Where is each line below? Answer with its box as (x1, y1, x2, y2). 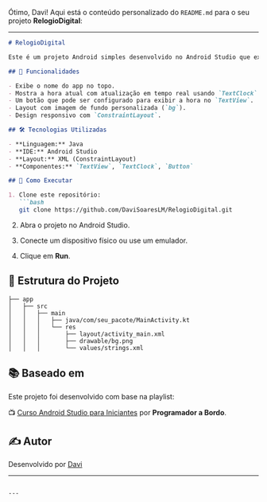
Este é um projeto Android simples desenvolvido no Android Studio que (8, 53, 250, 61)
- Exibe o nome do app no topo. (8, 82, 115, 90)
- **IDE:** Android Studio (8, 147, 98, 155)
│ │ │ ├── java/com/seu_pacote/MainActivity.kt (8, 316, 191, 324)
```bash (18, 199, 44, 207)
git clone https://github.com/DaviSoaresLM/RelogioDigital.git (18, 206, 233, 214)
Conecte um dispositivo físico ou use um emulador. (19, 235, 188, 245)
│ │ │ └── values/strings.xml (8, 344, 145, 352)
